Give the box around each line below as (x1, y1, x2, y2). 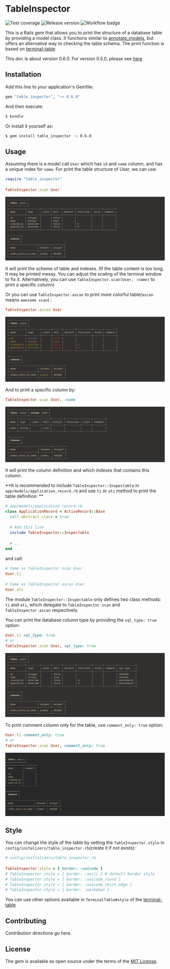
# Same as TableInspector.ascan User (5, 582, 85, 587)
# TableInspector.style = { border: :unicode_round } (5, 877, 121, 882)
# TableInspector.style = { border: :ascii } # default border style (5, 871, 155, 876)
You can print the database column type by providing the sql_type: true (5, 617, 157, 623)
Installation (5, 70, 41, 79)
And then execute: (5, 103, 44, 109)
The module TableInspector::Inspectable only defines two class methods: (5, 596, 161, 603)
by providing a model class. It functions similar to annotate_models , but (5, 35, 154, 41)
